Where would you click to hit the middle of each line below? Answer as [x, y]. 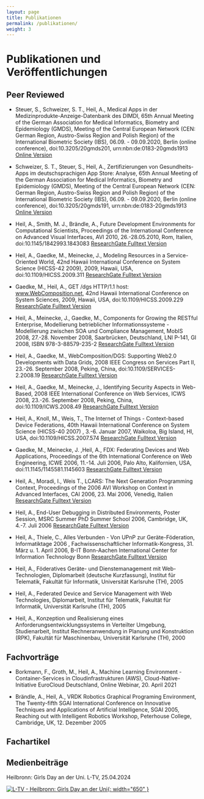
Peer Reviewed [35, 94]
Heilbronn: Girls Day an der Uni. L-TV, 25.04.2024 [69, 778]
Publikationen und [53, 59]
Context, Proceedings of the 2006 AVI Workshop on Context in [94, 488]
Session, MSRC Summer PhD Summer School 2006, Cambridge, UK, [101, 519]
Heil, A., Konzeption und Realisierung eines [69, 619]
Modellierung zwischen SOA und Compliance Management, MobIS [99, 331]
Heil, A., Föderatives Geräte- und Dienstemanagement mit [88, 569]
